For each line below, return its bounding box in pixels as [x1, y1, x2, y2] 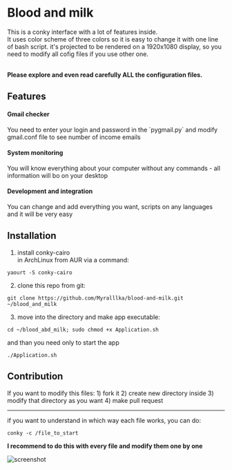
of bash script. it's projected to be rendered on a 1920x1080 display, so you [7, 42, 222, 51]
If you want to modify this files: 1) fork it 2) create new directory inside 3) [7, 389, 214, 397]
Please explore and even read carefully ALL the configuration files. [7, 71, 203, 79]
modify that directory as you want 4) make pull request [7, 396, 164, 404]
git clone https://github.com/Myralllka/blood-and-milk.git [7, 294, 184, 302]
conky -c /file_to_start [7, 429, 79, 437]
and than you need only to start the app [7, 338, 119, 347]
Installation [7, 230, 57, 242]
